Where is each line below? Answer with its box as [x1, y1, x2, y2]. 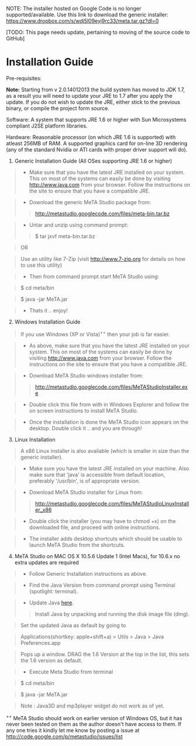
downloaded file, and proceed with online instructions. [29, 524, 161, 531]
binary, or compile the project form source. [6, 105, 109, 112]
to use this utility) [20, 262, 63, 269]
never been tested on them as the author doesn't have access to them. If [6, 721, 181, 728]
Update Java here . [29, 599, 74, 606]
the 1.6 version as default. [20, 656, 83, 664]
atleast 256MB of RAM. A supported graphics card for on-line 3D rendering [6, 140, 188, 147]
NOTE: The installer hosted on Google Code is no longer [6, 5, 142, 12]
